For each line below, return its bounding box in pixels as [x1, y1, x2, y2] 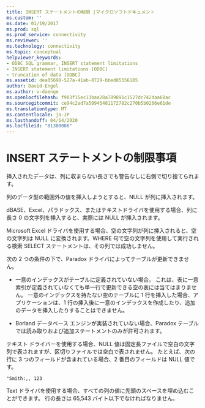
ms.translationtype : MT [6, 105, 67, 112]
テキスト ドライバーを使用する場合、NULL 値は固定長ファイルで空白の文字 [6, 341, 195, 348]
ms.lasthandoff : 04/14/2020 [6, 117, 78, 123]
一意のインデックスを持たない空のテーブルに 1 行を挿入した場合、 [27, 292, 194, 299]
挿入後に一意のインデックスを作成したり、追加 [78, 299, 196, 306]
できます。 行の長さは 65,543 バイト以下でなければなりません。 [17, 395, 179, 402]
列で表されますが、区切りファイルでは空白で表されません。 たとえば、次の [6, 348, 196, 355]
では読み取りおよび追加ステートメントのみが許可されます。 [15, 327, 165, 334]
